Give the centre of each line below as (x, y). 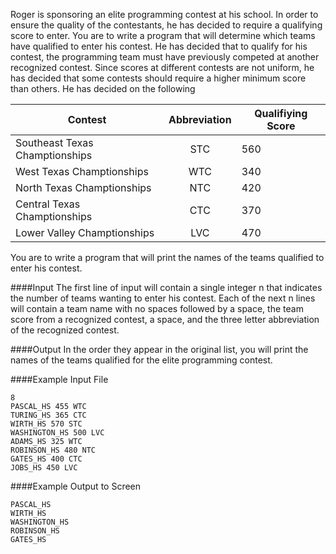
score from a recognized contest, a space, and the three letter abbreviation (165, 319)
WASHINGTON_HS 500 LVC (57, 433)
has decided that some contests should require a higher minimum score (158, 78)
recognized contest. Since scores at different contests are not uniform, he (162, 67)
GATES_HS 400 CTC (46, 459)
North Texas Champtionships (83, 187)
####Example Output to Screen (76, 486)
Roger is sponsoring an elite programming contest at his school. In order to (164, 14)
